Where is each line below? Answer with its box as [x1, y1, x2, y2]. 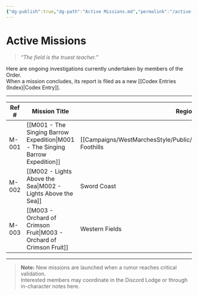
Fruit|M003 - [26, 228, 64, 237]
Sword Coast [80, 182, 116, 190]
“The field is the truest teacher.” [20, 54, 98, 61]
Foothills [80, 143, 104, 151]
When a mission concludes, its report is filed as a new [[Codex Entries [6, 77, 176, 84]
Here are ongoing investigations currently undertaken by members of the [6, 65, 184, 72]
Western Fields [80, 225, 122, 233]
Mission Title [32, 107, 70, 115]
